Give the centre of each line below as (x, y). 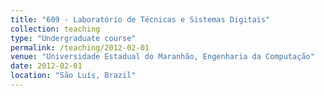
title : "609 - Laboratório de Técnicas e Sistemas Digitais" (140, 19)
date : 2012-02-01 (46, 66)
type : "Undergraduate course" (73, 38)
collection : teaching (55, 29)
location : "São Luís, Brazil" (73, 76)
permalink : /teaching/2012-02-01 (80, 47)
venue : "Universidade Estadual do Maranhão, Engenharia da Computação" (162, 57)
